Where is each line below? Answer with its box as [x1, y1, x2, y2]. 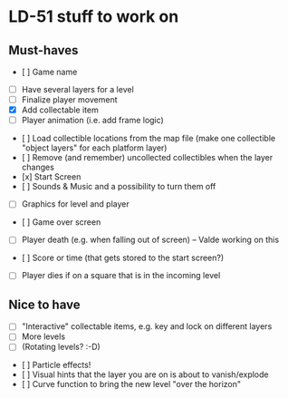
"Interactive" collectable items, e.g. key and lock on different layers [21, 321, 273, 332]
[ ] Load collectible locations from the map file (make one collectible [21, 133, 276, 144]
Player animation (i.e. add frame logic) [21, 115, 164, 126]
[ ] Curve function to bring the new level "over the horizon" [21, 379, 242, 390]
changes [21, 161, 55, 173]
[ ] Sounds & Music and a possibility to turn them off [21, 181, 216, 192]
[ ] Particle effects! [21, 360, 91, 371]
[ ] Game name [21, 66, 78, 77]
